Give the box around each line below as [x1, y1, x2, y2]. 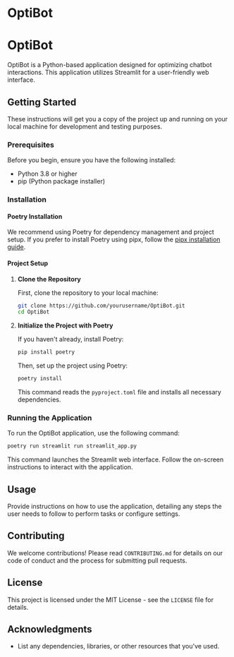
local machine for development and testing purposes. [7, 122, 163, 131]
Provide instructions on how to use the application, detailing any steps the [7, 502, 222, 511]
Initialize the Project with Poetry [17, 321, 113, 330]
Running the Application [7, 413, 92, 423]
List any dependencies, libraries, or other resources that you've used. [17, 642, 220, 651]
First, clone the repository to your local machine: [17, 288, 159, 297]
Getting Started [7, 96, 77, 108]
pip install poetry [17, 349, 75, 356]
